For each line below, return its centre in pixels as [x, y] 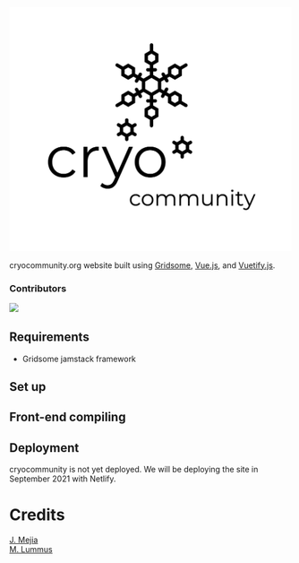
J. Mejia [24, 540]
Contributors [38, 288]
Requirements [49, 338]
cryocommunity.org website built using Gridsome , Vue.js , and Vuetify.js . [142, 265]
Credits [37, 515]
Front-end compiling [68, 417]
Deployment [44, 448]
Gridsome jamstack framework [79, 359]
